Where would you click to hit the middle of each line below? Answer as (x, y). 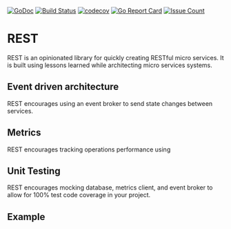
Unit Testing (34, 171)
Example (26, 217)
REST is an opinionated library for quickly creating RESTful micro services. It (115, 57)
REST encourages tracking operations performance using (89, 149)
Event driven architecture (63, 87)
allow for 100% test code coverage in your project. (79, 195)
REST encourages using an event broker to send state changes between (110, 103)
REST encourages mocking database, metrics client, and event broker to (110, 187)
